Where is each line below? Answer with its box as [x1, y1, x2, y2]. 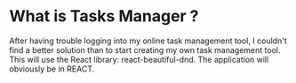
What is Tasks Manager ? [9, 6, 199, 26]
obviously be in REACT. [9, 64, 95, 74]
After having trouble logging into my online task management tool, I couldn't [9, 35, 287, 46]
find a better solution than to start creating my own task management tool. [9, 44, 281, 55]
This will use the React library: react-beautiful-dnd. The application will [9, 54, 269, 64]
